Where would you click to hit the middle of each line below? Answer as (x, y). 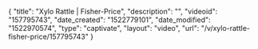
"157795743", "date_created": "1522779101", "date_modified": (109, 20)
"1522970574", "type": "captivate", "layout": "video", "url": (104, 28)
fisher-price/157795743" (49, 36)
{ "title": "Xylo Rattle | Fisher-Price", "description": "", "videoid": (113, 11)
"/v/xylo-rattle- (225, 28)
